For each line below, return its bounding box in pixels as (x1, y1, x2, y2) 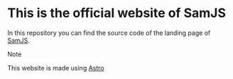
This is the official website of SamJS (7, 5, 226, 21)
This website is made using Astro (7, 63, 104, 72)
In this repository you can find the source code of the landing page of (7, 28, 211, 37)
